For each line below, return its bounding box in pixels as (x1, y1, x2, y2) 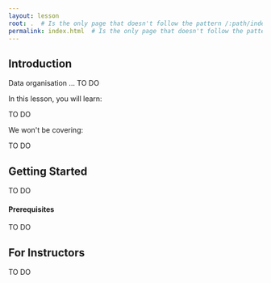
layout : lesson (8, 11, 60, 20)
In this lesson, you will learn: (8, 94, 102, 103)
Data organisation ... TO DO (8, 78, 99, 88)
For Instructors (8, 246, 85, 260)
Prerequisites (8, 204, 55, 214)
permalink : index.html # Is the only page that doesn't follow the (8, 27, 244, 35)
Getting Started (8, 164, 88, 178)
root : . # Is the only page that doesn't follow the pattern (8, 19, 222, 27)
